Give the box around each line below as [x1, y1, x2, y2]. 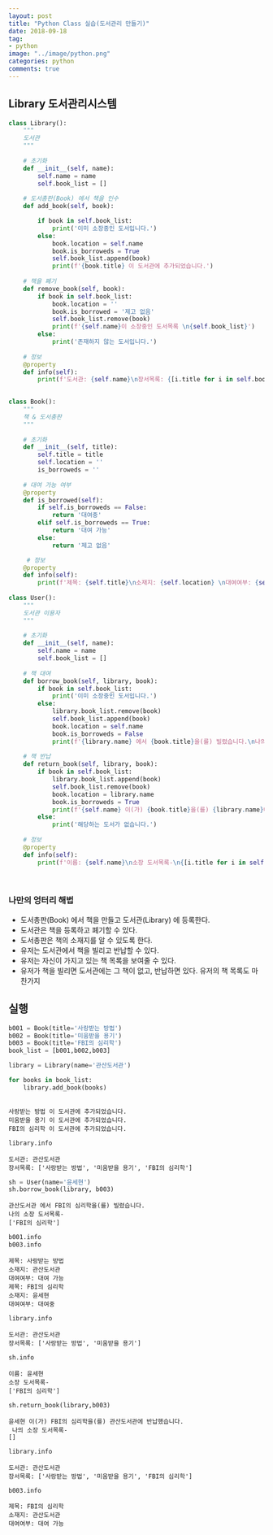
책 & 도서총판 [23, 412, 63, 421]
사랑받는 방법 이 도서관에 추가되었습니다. [8, 1107, 128, 1115]
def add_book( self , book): [23, 202, 115, 211]
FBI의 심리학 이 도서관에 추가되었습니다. [8, 1124, 128, 1133]
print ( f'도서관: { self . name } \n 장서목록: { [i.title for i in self [37, 376, 252, 384]
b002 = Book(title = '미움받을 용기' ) [8, 1032, 123, 1040]
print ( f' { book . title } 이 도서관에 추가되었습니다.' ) [51, 262, 214, 271]
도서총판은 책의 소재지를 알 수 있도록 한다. [19, 935, 153, 945]
